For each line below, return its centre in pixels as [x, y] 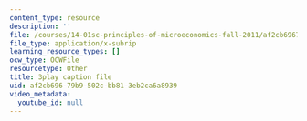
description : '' [40, 26]
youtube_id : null [51, 102]
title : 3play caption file [61, 77]
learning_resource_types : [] [65, 52]
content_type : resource [55, 18]
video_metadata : [40, 94]
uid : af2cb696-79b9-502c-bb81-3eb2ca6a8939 [94, 86]
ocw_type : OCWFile [44, 60]
